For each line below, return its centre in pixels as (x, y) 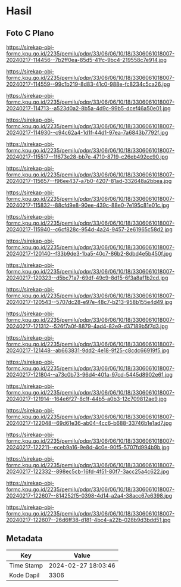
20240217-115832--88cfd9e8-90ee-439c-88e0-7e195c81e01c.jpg (88, 205)
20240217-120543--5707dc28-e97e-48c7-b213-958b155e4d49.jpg (89, 302)
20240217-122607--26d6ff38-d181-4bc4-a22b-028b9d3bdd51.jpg (88, 520)
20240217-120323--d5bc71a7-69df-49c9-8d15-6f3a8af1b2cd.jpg (87, 278)
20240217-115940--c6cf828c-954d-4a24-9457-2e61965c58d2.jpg (89, 229)
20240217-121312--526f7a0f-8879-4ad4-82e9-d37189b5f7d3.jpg (87, 326)
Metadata (24, 538)
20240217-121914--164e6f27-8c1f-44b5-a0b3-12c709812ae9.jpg (86, 399)
